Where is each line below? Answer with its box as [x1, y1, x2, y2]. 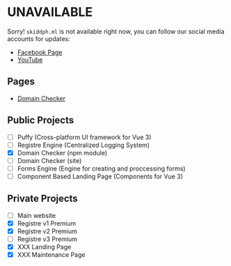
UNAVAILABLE [7, 4, 93, 20]
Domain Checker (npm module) [17, 148, 108, 157]
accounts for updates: [7, 34, 71, 42]
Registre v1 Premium [17, 219, 77, 227]
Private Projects [7, 193, 78, 205]
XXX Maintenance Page [17, 251, 86, 259]
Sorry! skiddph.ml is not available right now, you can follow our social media [7, 27, 225, 36]
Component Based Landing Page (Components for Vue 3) [17, 172, 183, 180]
